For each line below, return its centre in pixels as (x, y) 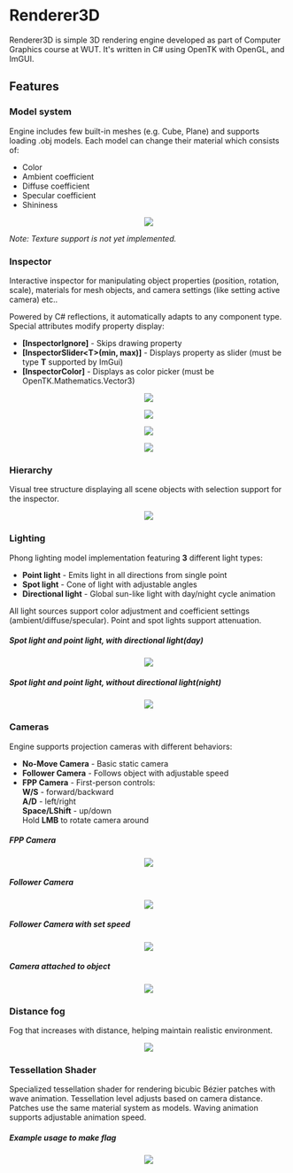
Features (34, 86)
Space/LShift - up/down (67, 810)
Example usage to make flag (63, 1138)
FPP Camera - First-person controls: (89, 782)
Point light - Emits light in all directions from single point (124, 575)
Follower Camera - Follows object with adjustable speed (125, 773)
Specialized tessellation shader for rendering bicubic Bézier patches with (143, 1089)
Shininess (40, 205)
